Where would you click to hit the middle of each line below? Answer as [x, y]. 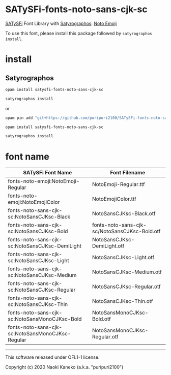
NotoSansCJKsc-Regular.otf [127, 287]
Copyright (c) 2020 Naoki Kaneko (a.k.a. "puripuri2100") [64, 367]
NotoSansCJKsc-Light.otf [123, 258]
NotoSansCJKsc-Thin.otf [123, 301]
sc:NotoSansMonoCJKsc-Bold [45, 319]
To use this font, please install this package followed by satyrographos [79, 33]
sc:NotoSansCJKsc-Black [39, 217]
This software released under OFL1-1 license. [52, 357]
